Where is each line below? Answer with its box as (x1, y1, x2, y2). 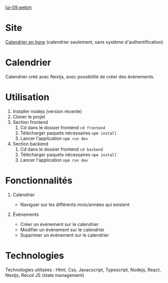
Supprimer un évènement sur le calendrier (20, 232, 109, 238)
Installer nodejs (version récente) (12, 108, 82, 114)
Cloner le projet (12, 114, 46, 120)
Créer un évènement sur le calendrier (20, 221, 99, 227)
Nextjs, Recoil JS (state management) (5, 272, 85, 278)
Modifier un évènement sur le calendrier (20, 227, 105, 233)
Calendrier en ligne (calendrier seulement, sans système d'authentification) (5, 39, 163, 45)
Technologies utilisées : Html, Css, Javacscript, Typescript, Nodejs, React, (5, 267, 161, 273)
